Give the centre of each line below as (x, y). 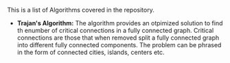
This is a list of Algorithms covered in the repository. (81, 10)
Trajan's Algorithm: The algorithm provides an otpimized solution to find (120, 23)
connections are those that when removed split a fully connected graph (118, 38)
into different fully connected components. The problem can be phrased (119, 45)
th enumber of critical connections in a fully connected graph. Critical (115, 30)
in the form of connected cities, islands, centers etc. (91, 52)
